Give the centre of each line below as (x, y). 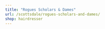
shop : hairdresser (24, 19)
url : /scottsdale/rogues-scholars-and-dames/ (52, 14)
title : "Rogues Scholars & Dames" (41, 10)
